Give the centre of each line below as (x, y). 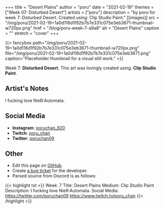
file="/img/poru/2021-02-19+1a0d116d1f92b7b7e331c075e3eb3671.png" (78, 53)
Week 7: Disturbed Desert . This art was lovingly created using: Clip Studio (81, 68)
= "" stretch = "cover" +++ (32, 33)
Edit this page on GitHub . (37, 165)
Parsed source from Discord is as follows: (54, 176)
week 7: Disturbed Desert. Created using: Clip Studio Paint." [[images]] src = (82, 17)
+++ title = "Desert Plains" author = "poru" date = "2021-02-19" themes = (80, 7)
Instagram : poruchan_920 (38, 128)
